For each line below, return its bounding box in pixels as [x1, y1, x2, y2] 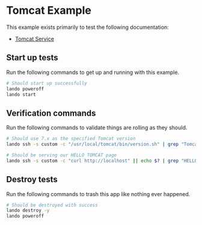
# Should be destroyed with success [6, 202, 98, 208]
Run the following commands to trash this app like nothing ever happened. [6, 190, 191, 197]
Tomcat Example [6, 4, 92, 17]
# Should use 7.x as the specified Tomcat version [6, 136, 136, 142]
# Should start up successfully [6, 80, 87, 86]
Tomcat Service [14, 35, 54, 42]
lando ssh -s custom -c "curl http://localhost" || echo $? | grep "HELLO [6, 158, 198, 164]
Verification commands [6, 108, 96, 118]
